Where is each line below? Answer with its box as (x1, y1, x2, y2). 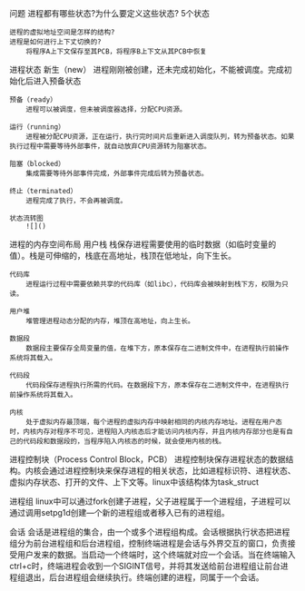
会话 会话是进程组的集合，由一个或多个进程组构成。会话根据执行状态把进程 (9, 527, 290, 537)
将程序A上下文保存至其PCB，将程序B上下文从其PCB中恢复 (25, 47, 207, 56)
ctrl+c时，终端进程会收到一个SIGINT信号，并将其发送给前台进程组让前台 (9, 561, 281, 571)
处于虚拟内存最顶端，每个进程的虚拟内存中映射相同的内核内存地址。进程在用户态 (25, 418, 283, 427)
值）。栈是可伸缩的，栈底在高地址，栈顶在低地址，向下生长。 (9, 251, 236, 261)
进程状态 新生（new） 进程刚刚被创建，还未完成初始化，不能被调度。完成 (9, 64, 284, 74)
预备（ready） (9, 95, 57, 104)
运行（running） (9, 123, 65, 132)
